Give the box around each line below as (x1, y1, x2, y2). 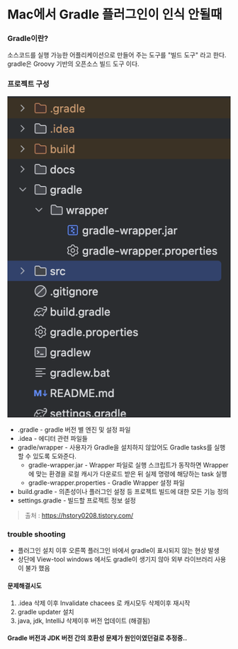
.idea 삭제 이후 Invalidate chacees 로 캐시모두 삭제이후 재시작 (17, 599, 191, 607)
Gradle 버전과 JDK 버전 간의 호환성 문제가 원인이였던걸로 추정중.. (7, 634, 188, 643)
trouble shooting (7, 529, 66, 539)
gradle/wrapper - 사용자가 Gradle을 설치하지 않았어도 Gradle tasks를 (17, 443, 212, 452)
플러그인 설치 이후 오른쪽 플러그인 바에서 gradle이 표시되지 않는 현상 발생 (17, 546, 220, 555)
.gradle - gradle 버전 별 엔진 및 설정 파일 (17, 425, 131, 434)
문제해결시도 (7, 581, 42, 590)
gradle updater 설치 (17, 607, 74, 616)
